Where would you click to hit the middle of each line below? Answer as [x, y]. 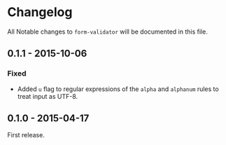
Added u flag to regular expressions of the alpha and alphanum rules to [118, 89]
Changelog [40, 12]
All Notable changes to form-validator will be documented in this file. [107, 32]
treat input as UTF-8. [48, 96]
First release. [26, 135]
